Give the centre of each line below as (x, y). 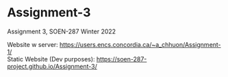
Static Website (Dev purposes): (51, 59)
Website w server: (33, 44)
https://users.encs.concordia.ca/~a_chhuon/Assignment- (140, 44)
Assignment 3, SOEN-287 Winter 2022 (62, 31)
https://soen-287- (122, 59)
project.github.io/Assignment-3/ (52, 66)
